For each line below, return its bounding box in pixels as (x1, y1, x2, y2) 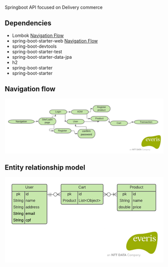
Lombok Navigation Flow (12, 32, 64, 39)
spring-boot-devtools (12, 43, 57, 49)
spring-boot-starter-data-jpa (12, 54, 72, 60)
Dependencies (5, 19, 51, 27)
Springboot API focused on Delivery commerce (5, 5, 103, 10)
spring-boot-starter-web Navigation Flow (12, 37, 98, 44)
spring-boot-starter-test (12, 48, 63, 55)
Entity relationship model (5, 163, 85, 172)
